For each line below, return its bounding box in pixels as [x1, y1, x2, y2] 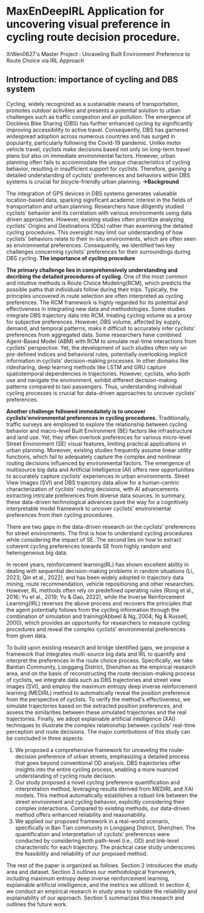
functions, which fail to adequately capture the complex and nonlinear [6, 453, 182, 460]
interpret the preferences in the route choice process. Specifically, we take [6, 656, 193, 664]
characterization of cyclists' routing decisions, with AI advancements [6, 485, 179, 492]
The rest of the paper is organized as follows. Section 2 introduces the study [6, 861, 198, 869]
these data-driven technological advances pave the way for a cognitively [6, 498, 189, 505]
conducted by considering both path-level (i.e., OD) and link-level [15, 837, 179, 844]
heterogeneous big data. [6, 549, 68, 556]
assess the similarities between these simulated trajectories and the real [6, 708, 187, 716]
